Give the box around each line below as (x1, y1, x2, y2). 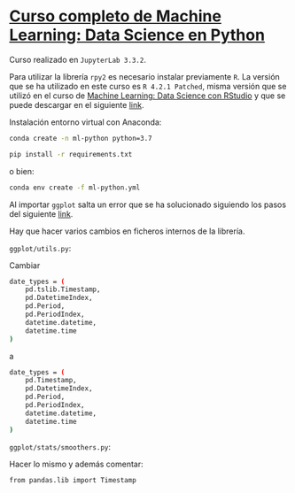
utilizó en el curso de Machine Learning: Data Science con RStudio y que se (9, 90, 286, 101)
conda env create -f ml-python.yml (9, 183, 141, 192)
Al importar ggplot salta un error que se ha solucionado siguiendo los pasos (9, 199, 286, 210)
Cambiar (9, 259, 41, 271)
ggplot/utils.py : (9, 243, 72, 253)
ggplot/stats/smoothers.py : (9, 441, 112, 452)
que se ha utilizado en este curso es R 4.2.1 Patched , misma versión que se (9, 81, 287, 91)
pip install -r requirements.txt (9, 150, 133, 158)
